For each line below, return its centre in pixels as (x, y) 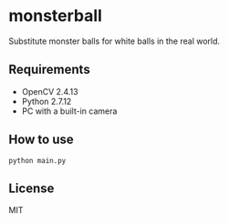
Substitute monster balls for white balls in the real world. (114, 41)
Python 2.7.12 (47, 101)
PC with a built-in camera (69, 111)
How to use (41, 140)
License (31, 188)
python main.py (37, 160)
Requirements (49, 70)
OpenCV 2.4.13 (50, 91)
